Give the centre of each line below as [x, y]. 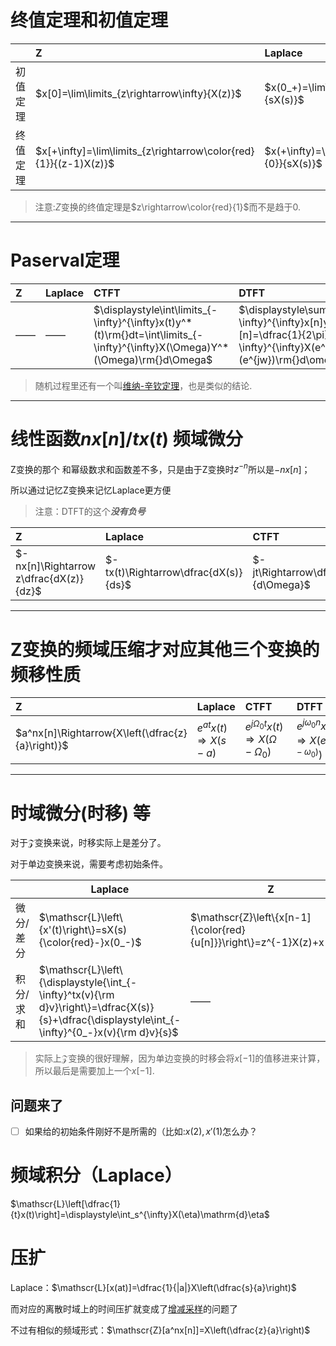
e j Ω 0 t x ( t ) [264, 726]
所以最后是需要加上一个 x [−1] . [94, 1071]
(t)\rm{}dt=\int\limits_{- [148, 334]
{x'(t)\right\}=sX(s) [83, 930]
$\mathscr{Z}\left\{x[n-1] [251, 918]
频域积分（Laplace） [96, 1175]
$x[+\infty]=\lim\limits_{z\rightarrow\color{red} [145, 151]
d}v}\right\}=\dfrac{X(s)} [96, 1008]
